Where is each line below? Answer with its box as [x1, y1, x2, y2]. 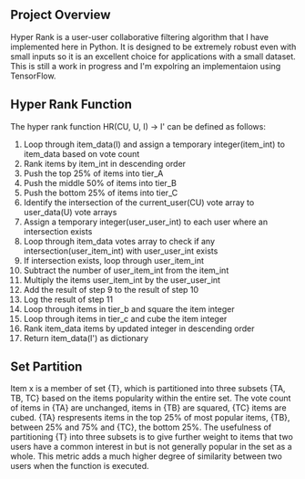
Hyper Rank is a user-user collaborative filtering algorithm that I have [10, 31, 269, 42]
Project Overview [10, 7, 111, 23]
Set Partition [10, 359, 83, 375]
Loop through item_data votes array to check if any [23, 235, 216, 246]
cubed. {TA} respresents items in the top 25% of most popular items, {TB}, [10, 412, 290, 423]
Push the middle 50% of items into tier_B [23, 177, 177, 188]
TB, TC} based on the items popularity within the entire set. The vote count [10, 392, 291, 404]
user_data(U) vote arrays [23, 206, 117, 217]
